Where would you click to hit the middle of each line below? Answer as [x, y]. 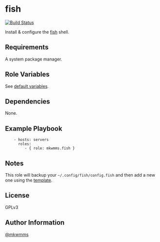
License [17, 195]
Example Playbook [34, 129]
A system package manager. [34, 59]
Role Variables [27, 74]
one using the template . [29, 180]
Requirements [27, 47]
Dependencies [27, 101]
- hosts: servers [31, 140]
